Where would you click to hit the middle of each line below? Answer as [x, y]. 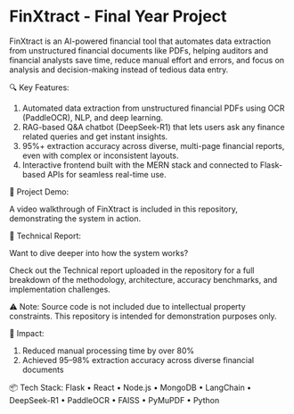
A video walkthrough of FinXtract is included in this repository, [123, 209]
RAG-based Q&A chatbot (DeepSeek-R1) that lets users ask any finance [153, 127]
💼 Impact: [27, 333]
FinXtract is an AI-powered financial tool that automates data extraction [140, 41]
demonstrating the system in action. [75, 218]
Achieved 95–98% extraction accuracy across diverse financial [138, 360]
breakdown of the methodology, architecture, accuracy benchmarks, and [143, 279]
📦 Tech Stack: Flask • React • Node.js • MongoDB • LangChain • [131, 387]
